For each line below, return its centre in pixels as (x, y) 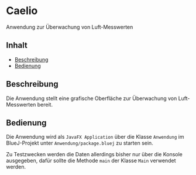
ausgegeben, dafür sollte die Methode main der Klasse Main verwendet (91, 161)
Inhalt (17, 45)
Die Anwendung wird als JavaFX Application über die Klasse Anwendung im (95, 137)
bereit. (45, 104)
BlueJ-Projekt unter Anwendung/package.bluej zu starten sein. (80, 143)
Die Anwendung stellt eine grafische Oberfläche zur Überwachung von (92, 98)
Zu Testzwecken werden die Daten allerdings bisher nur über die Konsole (94, 155)
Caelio (22, 11)
